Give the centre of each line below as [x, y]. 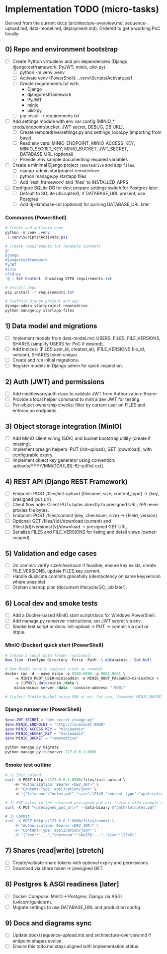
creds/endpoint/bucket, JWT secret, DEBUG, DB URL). [68, 127]
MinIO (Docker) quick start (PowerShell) [54, 645]
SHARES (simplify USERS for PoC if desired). [58, 343]
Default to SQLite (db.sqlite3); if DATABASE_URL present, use [83, 193]
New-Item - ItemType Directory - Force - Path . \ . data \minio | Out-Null [79, 660]
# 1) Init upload [23, 775]
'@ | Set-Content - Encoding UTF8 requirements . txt [59, 279]
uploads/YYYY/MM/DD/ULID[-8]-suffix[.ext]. [58, 466]
